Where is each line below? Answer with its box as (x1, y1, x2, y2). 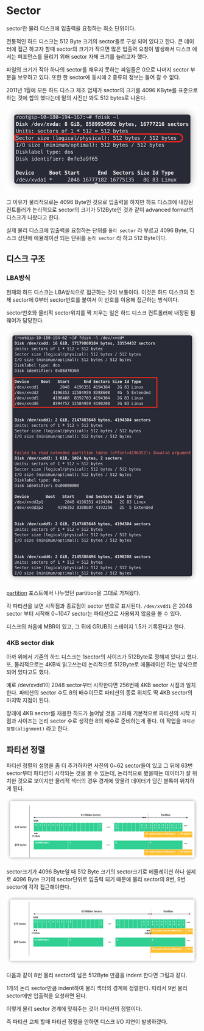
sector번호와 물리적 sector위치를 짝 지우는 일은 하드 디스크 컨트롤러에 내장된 (6, 309, 189, 316)
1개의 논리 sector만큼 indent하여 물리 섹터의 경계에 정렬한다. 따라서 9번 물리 (6, 984, 188, 991)
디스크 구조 (6, 254, 46, 264)
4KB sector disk (6, 638, 55, 647)
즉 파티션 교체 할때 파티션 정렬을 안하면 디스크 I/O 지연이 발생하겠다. (6, 1018, 168, 1025)
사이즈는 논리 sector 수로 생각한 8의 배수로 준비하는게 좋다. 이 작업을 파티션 (17, 717, 195, 724)
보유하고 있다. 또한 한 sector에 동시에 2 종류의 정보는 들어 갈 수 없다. (17, 73, 181, 81)
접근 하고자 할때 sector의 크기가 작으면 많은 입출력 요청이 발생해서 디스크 (17, 45, 191, 53)
